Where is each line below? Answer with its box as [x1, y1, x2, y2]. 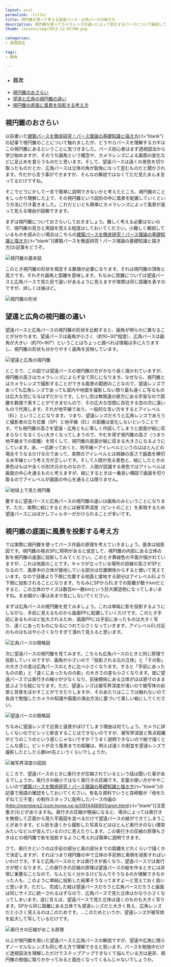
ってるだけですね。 [5, 177, 46, 184]
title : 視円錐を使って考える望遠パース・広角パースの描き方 [5, 17, 116, 22]
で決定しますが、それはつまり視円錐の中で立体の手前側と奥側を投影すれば [5, 852, 161, 858]
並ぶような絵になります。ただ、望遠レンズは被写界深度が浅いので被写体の [5, 682, 161, 689]
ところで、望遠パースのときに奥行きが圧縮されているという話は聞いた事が [5, 771, 161, 777]
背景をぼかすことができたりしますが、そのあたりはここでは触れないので [14, 689, 166, 695]
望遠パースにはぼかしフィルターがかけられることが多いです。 [5, 510, 134, 516]
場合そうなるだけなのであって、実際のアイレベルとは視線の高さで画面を [5, 451, 156, 457]
